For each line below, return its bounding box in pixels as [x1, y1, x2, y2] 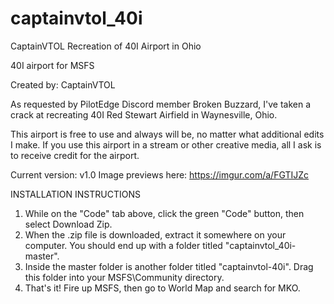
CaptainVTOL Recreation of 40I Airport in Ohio [10, 40, 202, 52]
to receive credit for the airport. [10, 149, 140, 161]
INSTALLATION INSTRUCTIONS [10, 188, 141, 200]
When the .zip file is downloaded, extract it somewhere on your [24, 228, 287, 241]
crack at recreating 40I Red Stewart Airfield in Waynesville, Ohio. [10, 108, 278, 121]
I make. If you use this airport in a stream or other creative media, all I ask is [10, 138, 322, 151]
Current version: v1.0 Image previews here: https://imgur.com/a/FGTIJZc [10, 168, 310, 181]
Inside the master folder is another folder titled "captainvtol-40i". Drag [24, 260, 314, 272]
